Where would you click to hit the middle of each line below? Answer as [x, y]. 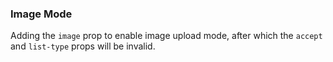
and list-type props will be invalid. [83, 46]
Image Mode [41, 14]
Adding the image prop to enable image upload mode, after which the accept [166, 36]
